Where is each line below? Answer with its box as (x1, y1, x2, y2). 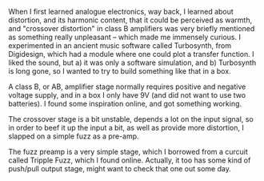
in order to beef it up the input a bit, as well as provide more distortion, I (8, 123, 244, 132)
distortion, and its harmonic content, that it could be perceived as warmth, (8, 15, 253, 25)
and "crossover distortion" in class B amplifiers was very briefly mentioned (8, 24, 255, 33)
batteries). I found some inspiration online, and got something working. (8, 99, 242, 108)
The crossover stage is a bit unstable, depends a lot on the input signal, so (8, 115, 254, 123)
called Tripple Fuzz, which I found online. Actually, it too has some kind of (8, 155, 251, 165)
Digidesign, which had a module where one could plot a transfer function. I (8, 50, 254, 58)
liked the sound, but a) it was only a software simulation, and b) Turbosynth (8, 58, 257, 67)
